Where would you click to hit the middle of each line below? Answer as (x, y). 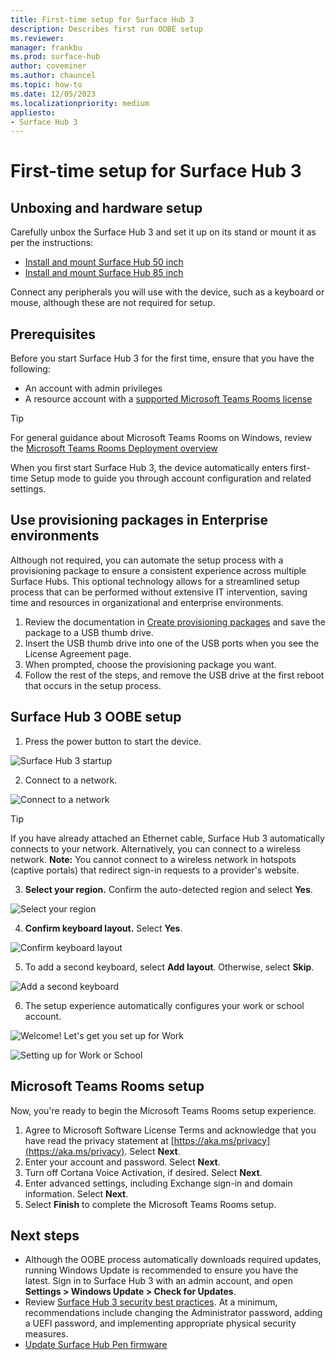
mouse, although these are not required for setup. (113, 303)
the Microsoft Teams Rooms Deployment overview (114, 448)
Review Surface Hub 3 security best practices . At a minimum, (151, 1302)
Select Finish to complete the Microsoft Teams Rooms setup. (150, 1204)
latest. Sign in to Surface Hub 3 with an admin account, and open (158, 1281)
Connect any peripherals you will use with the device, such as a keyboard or (167, 292)
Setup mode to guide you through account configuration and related (171, 478)
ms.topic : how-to (46, 85)
